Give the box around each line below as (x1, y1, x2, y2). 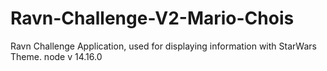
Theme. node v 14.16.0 (10, 50, 103, 62)
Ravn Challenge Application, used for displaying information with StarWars (10, 40, 317, 52)
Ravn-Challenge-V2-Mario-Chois (10, 7, 295, 30)
